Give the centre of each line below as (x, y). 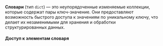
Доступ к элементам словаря (37, 38)
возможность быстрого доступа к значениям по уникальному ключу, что (81, 17)
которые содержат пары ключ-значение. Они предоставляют (69, 12)
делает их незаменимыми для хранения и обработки (60, 22)
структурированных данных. (35, 27)
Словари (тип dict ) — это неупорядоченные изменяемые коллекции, (78, 7)
